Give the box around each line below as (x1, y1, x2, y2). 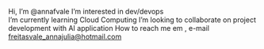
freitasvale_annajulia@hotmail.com (8, 32, 122, 41)
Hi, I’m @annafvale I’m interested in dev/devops (8, 7, 164, 16)
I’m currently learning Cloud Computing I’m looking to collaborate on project (8, 15, 256, 24)
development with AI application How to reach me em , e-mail (8, 24, 210, 32)
